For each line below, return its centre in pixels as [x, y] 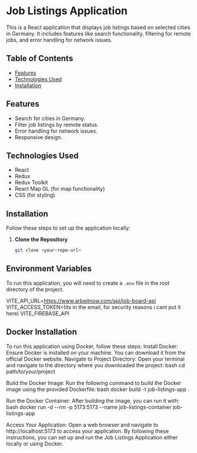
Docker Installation [42, 332]
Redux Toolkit [31, 182]
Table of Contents [40, 58]
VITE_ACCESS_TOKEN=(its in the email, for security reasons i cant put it [93, 307]
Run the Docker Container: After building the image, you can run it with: [93, 400]
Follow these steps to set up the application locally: [68, 228]
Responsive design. [39, 137]
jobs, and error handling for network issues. [59, 40]
